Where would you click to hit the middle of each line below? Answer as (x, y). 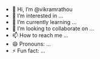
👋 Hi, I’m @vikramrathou (42, 9)
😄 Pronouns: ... (32, 44)
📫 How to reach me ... (40, 35)
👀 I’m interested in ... (38, 16)
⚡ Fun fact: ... (28, 51)
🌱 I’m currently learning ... (44, 22)
